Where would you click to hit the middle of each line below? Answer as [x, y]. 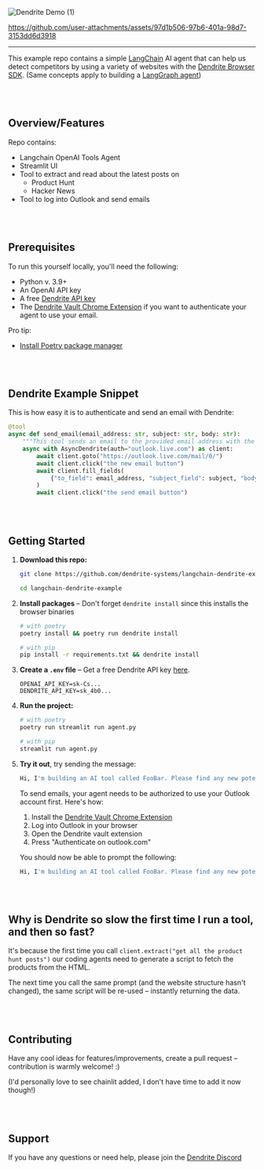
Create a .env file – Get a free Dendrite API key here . [104, 670]
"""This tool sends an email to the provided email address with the [139, 442]
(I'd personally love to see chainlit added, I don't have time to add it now [125, 1082]
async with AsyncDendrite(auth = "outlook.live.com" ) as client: [128, 449]
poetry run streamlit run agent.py [78, 728]
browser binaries [47, 611]
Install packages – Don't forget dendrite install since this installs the [134, 603]
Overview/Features [56, 123]
